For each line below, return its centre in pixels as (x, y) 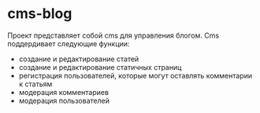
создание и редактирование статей (79, 59)
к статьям (35, 84)
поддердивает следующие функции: (69, 43)
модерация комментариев (64, 92)
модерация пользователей (64, 100)
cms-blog (40, 14)
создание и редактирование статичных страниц (100, 67)
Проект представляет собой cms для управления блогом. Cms (113, 35)
